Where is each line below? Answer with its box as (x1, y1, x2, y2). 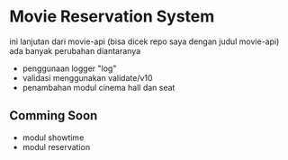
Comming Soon (9, 108, 98, 123)
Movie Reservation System (9, 6, 215, 27)
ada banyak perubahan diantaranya (9, 45, 141, 56)
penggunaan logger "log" (22, 63, 117, 74)
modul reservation (22, 141, 91, 152)
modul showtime (22, 132, 85, 143)
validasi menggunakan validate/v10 (22, 72, 153, 83)
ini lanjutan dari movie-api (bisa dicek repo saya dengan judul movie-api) (9, 36, 280, 47)
